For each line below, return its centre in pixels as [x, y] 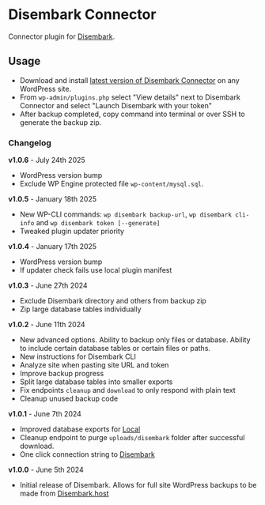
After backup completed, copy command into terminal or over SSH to [132, 114]
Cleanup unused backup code [69, 399]
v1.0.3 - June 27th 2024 [48, 285]
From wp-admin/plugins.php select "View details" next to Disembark [130, 97]
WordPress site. [45, 89]
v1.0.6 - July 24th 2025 [47, 160]
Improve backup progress [62, 374]
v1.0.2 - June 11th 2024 [47, 325]
